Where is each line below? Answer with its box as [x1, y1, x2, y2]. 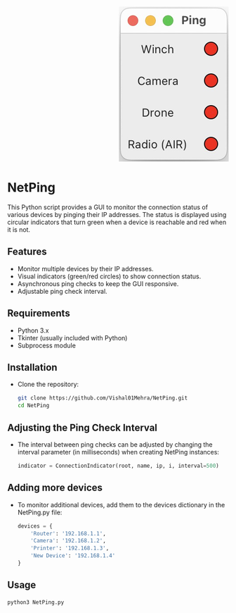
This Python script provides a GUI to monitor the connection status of [7, 203, 209, 211]
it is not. [7, 225, 30, 234]
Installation [7, 361, 58, 373]
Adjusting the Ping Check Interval [7, 421, 158, 433]
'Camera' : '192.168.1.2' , [30, 538, 107, 545]
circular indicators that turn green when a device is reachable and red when [7, 218, 227, 226]
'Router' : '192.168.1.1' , [30, 530, 107, 537]
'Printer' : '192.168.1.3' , [30, 545, 110, 552]
